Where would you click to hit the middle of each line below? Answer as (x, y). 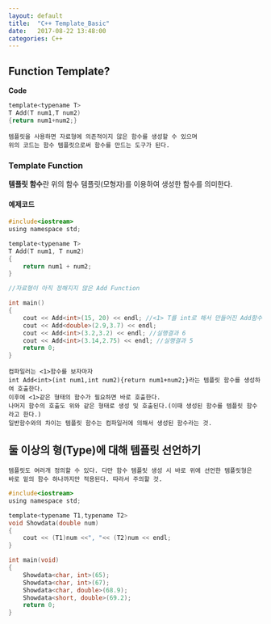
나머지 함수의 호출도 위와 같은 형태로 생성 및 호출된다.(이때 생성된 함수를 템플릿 (126, 406)
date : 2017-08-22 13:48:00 (57, 31)
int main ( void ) (34, 560)
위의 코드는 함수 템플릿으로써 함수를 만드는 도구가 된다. (89, 145)
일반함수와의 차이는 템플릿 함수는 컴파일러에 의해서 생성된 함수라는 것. (110, 424)
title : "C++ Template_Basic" (59, 23)
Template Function (46, 165)
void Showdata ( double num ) (54, 523)
